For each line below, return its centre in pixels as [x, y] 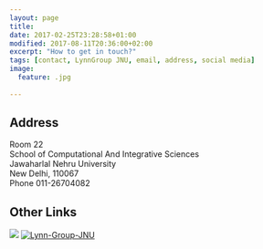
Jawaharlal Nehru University [63, 164]
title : [22, 26]
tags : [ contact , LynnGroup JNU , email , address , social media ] [132, 60]
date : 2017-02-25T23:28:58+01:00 [73, 35]
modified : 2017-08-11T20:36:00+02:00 [81, 43]
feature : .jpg [44, 78]
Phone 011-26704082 [50, 183]
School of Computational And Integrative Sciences [104, 154]
